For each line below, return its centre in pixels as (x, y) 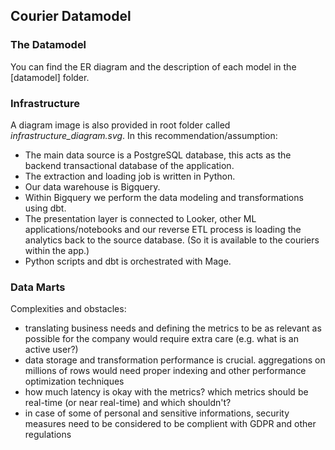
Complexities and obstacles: (68, 309)
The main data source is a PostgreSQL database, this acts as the (158, 155)
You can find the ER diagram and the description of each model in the (153, 66)
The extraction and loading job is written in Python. (130, 176)
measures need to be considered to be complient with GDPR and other (170, 424)
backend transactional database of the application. (129, 165)
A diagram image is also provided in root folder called (120, 125)
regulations (48, 435)
